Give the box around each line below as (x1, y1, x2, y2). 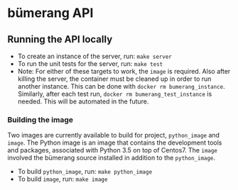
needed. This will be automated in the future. (17, 97, 149, 106)
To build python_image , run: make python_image (17, 167, 153, 176)
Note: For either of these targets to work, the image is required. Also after (17, 67, 231, 75)
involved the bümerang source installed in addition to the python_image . (7, 154, 215, 162)
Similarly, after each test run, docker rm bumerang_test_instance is (17, 90, 212, 98)
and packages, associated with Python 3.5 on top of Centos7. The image (7, 146, 218, 155)
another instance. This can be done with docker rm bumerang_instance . (17, 82, 225, 90)
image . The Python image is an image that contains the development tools (7, 138, 222, 147)
